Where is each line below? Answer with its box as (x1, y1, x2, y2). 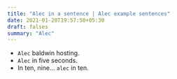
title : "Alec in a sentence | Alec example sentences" (7, 10, 171, 17)
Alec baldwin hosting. (17, 49, 80, 57)
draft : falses (7, 23, 49, 30)
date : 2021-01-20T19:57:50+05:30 (7, 17, 105, 24)
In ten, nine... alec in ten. (17, 64, 89, 72)
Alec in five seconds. (17, 57, 78, 65)
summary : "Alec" (7, 29, 55, 37)
